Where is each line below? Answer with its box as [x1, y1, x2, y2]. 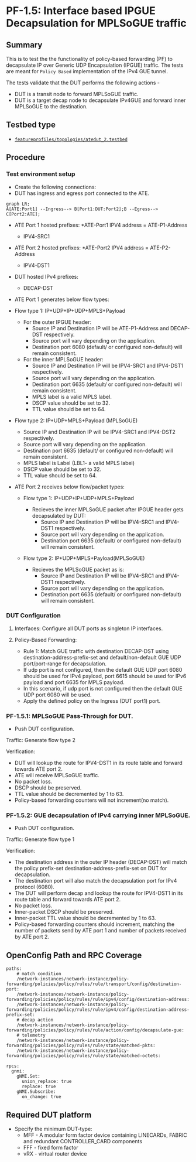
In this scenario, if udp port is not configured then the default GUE [23, 685, 183, 692]
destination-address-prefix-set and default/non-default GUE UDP [23, 654, 181, 661]
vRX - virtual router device [23, 1150, 87, 1157]
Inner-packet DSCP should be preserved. [14, 908, 114, 915]
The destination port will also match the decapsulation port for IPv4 [14, 877, 177, 884]
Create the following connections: [14, 183, 97, 190]
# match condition [16, 971, 61, 977]
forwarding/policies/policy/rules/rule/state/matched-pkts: [6, 1043, 156, 1049]
